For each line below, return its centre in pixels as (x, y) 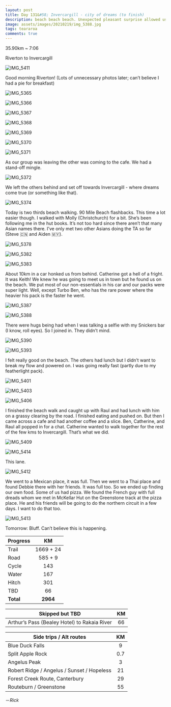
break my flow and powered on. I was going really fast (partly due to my (81, 365)
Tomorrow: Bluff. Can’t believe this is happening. (56, 528)
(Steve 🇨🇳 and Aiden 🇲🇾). (34, 234)
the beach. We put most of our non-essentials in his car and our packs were (85, 285)
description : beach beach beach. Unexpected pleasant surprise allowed (83, 19)
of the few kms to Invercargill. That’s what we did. (57, 432)
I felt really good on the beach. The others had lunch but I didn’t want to (81, 360)
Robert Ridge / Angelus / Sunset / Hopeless (60, 670)
